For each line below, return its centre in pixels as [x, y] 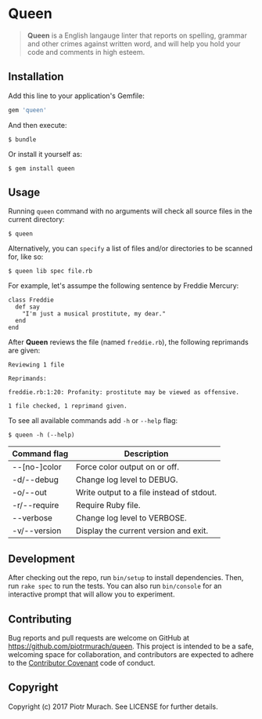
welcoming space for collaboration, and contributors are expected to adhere [131, 655]
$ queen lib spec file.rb [50, 272]
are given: [24, 351]
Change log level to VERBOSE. [131, 518]
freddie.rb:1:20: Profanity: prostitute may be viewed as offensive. [124, 392]
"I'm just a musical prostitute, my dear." [94, 314]
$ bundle [22, 139]
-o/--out [29, 493]
